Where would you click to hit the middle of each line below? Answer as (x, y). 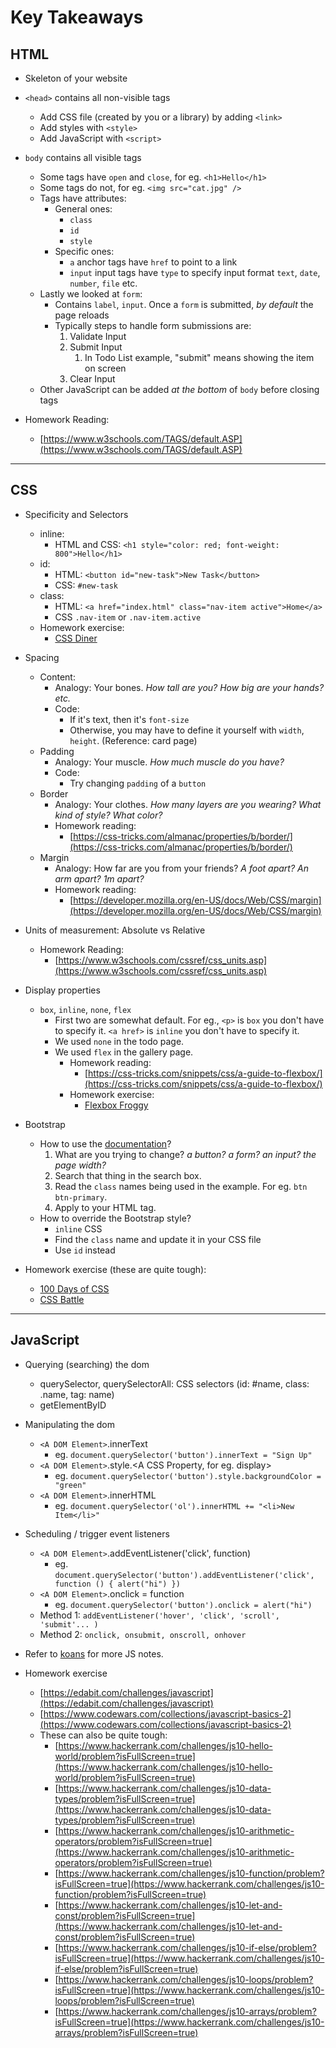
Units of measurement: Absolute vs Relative (115, 930)
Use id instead (85, 1250)
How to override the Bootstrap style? (115, 1218)
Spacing (42, 657)
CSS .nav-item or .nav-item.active (128, 617)
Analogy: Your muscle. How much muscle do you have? (169, 762)
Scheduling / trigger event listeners (97, 1533)
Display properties (62, 990)
